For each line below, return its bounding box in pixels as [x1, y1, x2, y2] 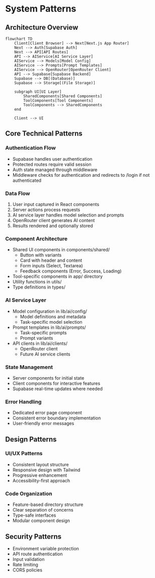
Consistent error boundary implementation [12, 415, 101, 421]
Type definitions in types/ [12, 284, 65, 290]
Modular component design [12, 518, 70, 524]
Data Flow [5, 190, 30, 197]
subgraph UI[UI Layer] [14, 89, 62, 94]
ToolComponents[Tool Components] [23, 98, 94, 103]
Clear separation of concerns [12, 507, 74, 513]
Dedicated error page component [12, 410, 82, 416]
